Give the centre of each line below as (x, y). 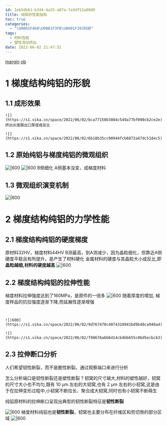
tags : (11, 33)
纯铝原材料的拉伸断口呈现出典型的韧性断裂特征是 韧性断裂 (64, 401)
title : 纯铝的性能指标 (26, 15)
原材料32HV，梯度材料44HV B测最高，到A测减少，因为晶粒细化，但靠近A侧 (83, 253)
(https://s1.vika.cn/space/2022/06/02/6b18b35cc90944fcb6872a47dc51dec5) (84, 138)
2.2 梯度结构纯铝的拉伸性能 (48, 283)
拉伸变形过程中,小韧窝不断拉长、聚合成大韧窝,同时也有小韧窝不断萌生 (86, 390)
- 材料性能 (20, 38)
